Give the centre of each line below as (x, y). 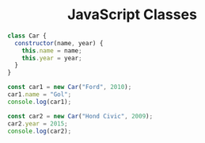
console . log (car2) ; (40, 131)
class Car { (27, 36)
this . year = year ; (52, 58)
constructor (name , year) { (59, 43)
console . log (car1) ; (40, 102)
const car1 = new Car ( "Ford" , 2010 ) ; (70, 87)
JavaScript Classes (132, 15)
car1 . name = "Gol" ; (40, 95)
